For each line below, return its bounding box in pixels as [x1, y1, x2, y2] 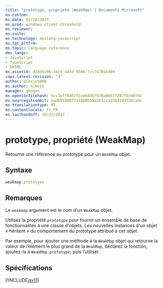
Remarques [5, 193, 43, 202]
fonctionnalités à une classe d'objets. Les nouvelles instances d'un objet [5, 223, 157, 229]
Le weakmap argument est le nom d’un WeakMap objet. [5, 207, 113, 213]
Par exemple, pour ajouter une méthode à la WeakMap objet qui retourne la [5, 238, 158, 244]
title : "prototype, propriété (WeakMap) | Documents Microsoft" [5, 7, 145, 13]
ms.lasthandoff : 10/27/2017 [5, 112, 65, 118]
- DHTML [5, 64, 22, 70]
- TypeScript [5, 60, 33, 65]
